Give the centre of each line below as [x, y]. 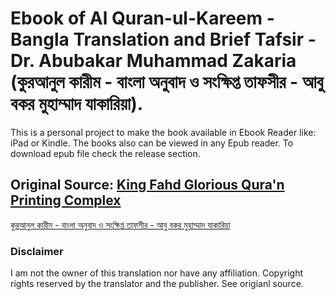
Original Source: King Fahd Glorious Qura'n [147, 185]
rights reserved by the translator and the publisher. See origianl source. [157, 284]
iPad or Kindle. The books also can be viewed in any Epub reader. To [152, 143]
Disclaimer [37, 251]
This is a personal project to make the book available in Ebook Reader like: [163, 132]
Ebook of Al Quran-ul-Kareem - [142, 18]
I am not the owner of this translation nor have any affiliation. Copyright [157, 273]
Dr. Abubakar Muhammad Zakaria [153, 61]
